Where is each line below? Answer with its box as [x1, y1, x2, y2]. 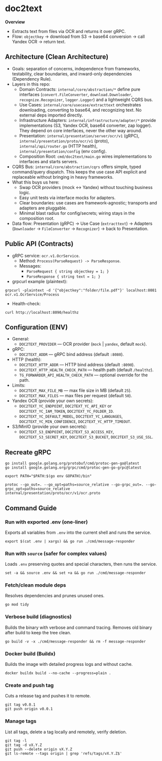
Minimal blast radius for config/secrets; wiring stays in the [19, 210, 135, 216]
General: [12, 336, 29, 342]
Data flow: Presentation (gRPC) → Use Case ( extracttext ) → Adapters [12, 220, 153, 226]
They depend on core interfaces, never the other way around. [19, 127, 143, 134]
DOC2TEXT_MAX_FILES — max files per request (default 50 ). [19, 393, 132, 399]
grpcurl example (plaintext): [12, 278, 68, 284]
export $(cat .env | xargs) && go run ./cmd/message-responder [5, 539, 135, 544]
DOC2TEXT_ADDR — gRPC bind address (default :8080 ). [19, 352, 124, 357]
